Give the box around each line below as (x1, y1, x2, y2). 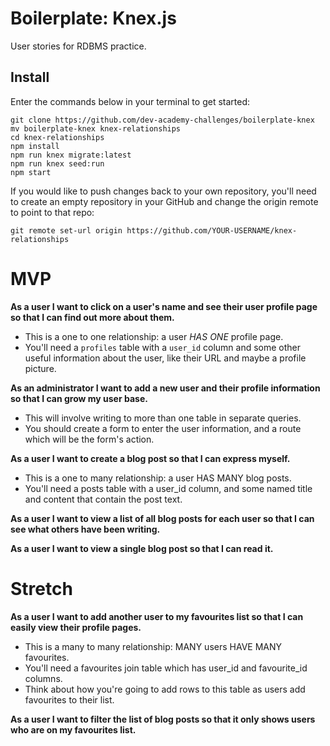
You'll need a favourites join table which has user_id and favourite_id (24, 662, 308, 674)
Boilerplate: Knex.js (10, 7, 177, 30)
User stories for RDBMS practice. (10, 40, 147, 52)
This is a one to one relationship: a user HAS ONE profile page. (24, 330, 284, 342)
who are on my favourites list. (10, 723, 137, 736)
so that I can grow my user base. (10, 392, 148, 404)
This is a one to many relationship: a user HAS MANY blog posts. (24, 472, 292, 484)
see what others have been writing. (10, 523, 161, 535)
